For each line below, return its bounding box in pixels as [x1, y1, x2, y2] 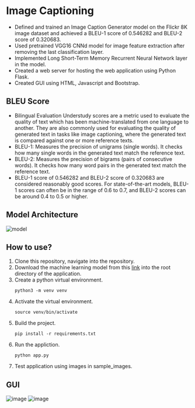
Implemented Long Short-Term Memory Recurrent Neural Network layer [14, 54, 188, 61]
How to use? [6, 242, 53, 252]
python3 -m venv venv [14, 288, 67, 294]
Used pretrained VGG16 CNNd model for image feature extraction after [14, 42, 185, 49]
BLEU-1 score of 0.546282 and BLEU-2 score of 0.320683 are [14, 174, 165, 181]
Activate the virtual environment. [14, 298, 93, 305]
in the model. [14, 60, 47, 68]
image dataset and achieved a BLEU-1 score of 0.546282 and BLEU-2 [14, 29, 183, 36]
